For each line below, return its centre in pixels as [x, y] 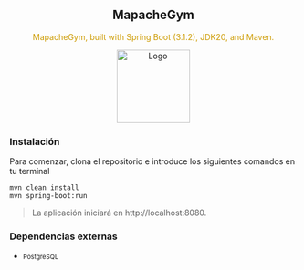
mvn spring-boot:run [49, 196]
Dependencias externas [63, 236]
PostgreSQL [41, 257]
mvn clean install [44, 188]
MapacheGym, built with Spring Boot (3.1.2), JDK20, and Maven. [153, 36]
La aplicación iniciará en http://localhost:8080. [119, 213]
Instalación [35, 141]
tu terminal [30, 171]
